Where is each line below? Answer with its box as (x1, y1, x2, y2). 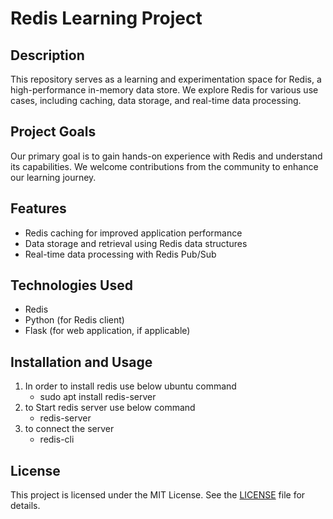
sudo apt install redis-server (39, 391, 157, 403)
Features (10, 200, 67, 217)
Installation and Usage (10, 353, 153, 371)
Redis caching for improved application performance (24, 227, 243, 239)
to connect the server (24, 423, 115, 435)
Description (10, 47, 85, 64)
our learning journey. (10, 171, 97, 183)
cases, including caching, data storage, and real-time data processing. (10, 95, 302, 106)
